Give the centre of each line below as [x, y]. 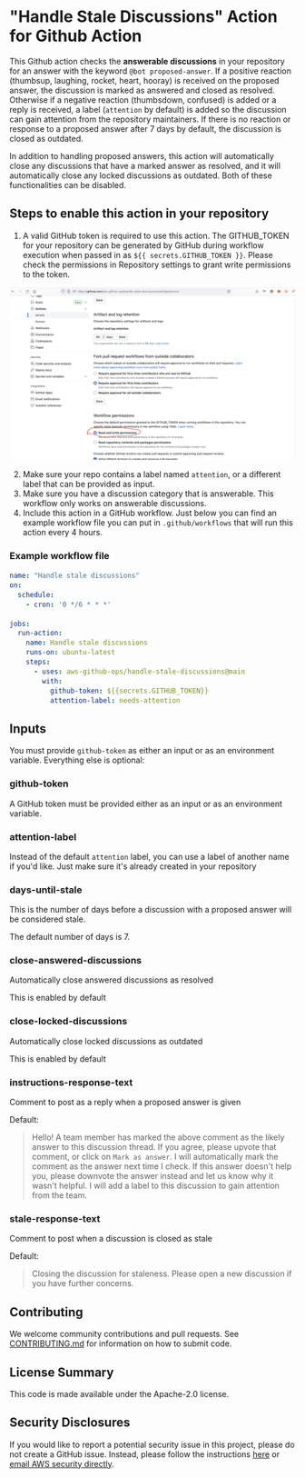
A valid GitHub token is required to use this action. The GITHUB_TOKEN [156, 235]
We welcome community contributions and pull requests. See [124, 1334]
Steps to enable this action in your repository [139, 214]
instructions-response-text [71, 1082]
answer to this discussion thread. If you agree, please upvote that [154, 1147]
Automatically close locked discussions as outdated [106, 1041]
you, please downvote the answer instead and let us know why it [152, 1176]
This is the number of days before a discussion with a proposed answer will [151, 910]
